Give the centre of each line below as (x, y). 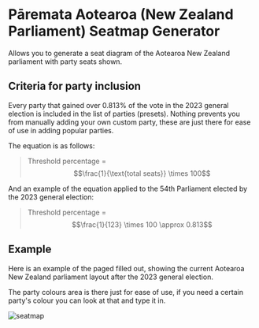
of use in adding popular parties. (61, 130)
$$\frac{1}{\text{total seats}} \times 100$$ (142, 173)
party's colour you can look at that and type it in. (87, 300)
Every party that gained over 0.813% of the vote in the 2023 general (118, 105)
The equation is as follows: (52, 145)
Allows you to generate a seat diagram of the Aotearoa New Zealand (119, 53)
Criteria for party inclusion (75, 86)
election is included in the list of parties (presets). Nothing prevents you (124, 114)
